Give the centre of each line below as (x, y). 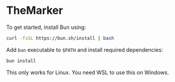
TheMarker (35, 11)
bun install (21, 61)
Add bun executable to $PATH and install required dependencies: (85, 49)
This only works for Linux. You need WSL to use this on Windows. (88, 72)
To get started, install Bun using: (46, 27)
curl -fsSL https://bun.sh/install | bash (60, 38)
